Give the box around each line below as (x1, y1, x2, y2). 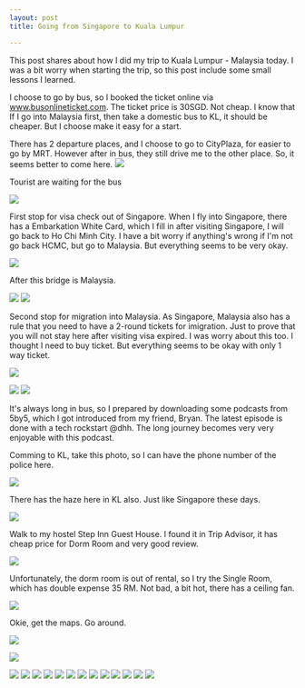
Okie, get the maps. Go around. (9, 617, 127, 628)
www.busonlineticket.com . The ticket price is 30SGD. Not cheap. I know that (9, 101, 296, 112)
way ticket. (9, 349, 51, 360)
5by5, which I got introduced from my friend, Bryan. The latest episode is (9, 413, 283, 424)
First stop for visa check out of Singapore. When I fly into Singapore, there (9, 211, 288, 222)
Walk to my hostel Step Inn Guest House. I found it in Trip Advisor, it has (9, 528, 279, 539)
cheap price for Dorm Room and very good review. (9, 538, 199, 549)
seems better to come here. (9, 158, 113, 169)
